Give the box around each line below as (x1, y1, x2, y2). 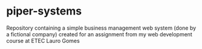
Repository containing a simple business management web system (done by (6, 24, 197, 31)
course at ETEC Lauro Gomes (6, 37, 80, 44)
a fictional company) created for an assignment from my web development (6, 30, 192, 38)
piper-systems (6, 4, 82, 18)
